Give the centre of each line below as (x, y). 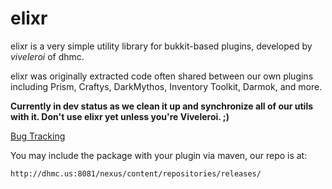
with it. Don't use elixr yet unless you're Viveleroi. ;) (120, 116)
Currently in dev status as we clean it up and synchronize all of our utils (162, 106)
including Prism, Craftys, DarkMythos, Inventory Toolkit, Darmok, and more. (166, 86)
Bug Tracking (38, 136)
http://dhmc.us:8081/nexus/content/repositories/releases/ (136, 173)
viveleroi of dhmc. (47, 56)
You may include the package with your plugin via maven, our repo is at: (159, 155)
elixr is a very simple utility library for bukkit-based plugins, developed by (161, 46)
